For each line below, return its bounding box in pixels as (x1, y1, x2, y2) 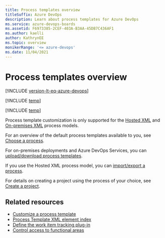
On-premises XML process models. (5, 123, 79, 129)
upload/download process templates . (5, 153, 83, 159)
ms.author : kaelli (5, 31, 44, 36)
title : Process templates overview (5, 7, 80, 13)
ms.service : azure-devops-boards (5, 21, 76, 27)
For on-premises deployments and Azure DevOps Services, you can (5, 147, 147, 154)
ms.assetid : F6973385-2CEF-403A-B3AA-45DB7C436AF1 (5, 26, 114, 31)
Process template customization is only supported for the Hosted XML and (5, 117, 160, 124)
